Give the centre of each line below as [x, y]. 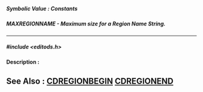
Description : [23, 62]
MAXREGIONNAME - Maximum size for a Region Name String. [86, 24]
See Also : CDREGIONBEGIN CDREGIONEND [90, 81]
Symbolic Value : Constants [42, 8]
